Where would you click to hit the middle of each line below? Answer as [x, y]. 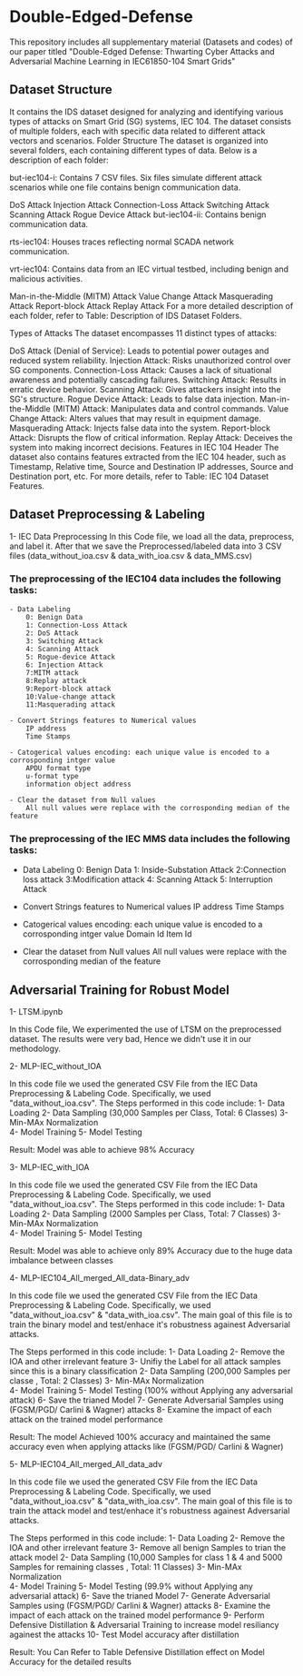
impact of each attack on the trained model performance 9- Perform [137, 1615]
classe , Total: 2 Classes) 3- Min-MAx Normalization [107, 1380]
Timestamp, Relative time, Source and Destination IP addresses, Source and [151, 466]
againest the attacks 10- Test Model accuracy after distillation [124, 1634]
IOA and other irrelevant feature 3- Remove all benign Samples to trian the [148, 1547]
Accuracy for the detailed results [70, 1661]
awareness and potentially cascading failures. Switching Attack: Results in [148, 380]
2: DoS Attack [52, 633]
